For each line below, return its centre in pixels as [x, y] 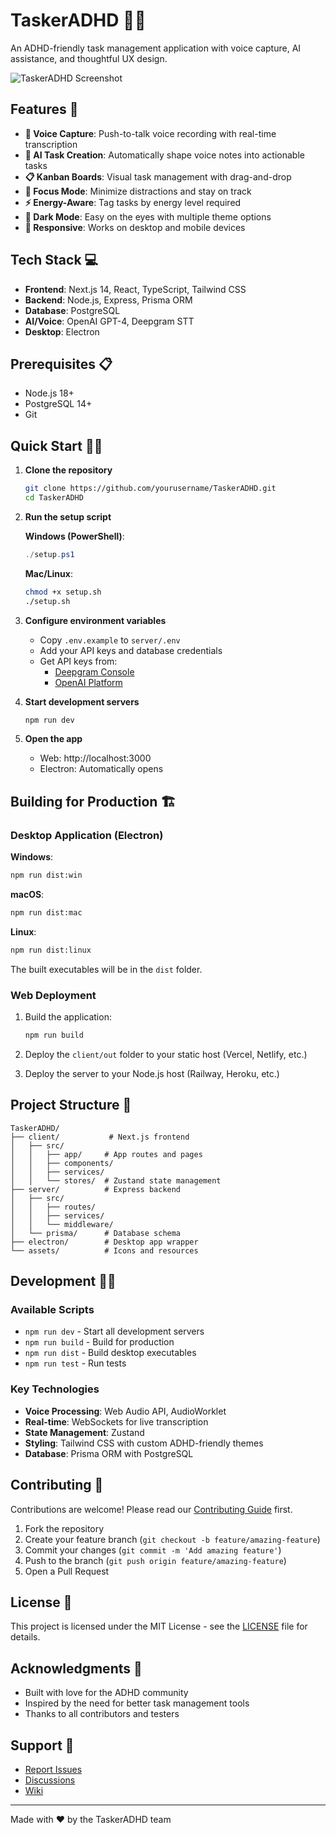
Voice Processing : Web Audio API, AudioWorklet [125, 1411]
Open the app [53, 739]
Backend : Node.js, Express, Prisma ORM [108, 300]
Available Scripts [52, 1310]
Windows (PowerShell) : [74, 536]
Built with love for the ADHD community [106, 1693]
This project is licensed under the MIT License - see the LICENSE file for [159, 1626]
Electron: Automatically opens [101, 769]
